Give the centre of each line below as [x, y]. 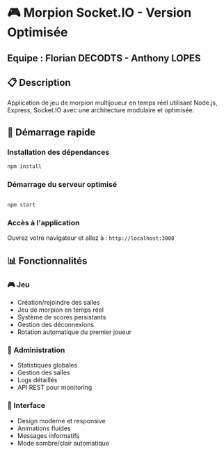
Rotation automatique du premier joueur [74, 332]
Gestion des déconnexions [56, 325]
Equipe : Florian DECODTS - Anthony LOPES [104, 58]
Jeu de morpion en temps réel [61, 310]
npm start [22, 205]
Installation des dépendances [58, 152]
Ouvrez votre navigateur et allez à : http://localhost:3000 [91, 238]
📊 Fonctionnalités [47, 260]
